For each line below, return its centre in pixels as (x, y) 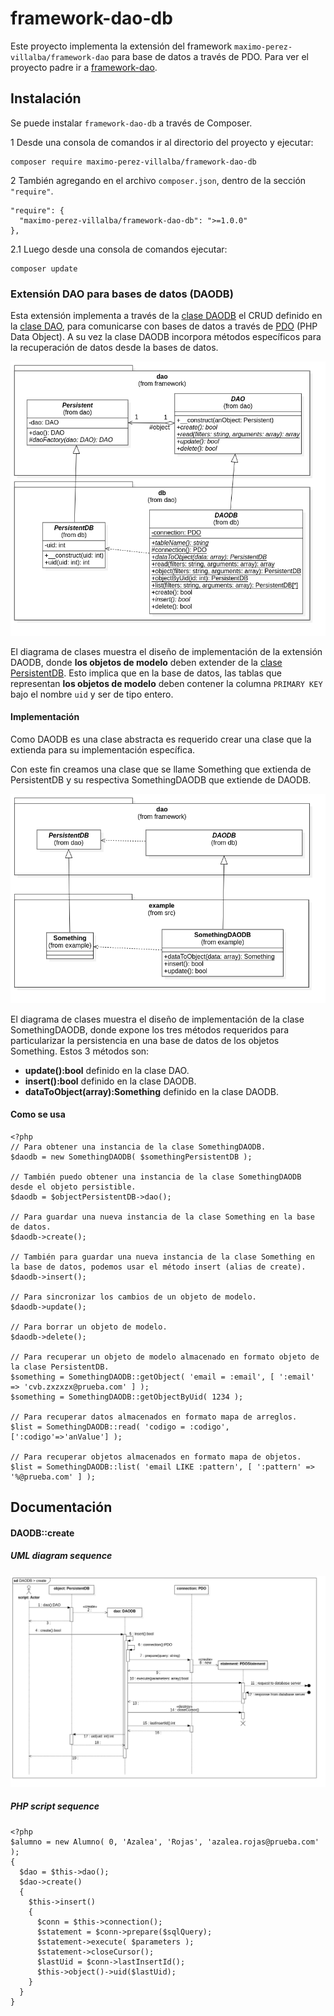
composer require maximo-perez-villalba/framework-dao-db (133, 162)
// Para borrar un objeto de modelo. (89, 1327)
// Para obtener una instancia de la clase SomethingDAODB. (138, 1147)
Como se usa (38, 1114)
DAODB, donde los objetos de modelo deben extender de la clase (146, 662)
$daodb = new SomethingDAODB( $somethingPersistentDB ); (131, 1157)
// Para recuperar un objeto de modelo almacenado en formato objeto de (165, 1357)
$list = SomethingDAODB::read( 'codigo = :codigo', (120, 1427)
